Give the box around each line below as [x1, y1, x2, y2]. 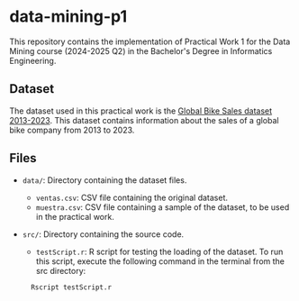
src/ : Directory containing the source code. [22, 228, 185, 240]
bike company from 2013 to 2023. [9, 124, 135, 135]
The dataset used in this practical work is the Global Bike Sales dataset [9, 105, 273, 116]
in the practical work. [35, 211, 114, 222]
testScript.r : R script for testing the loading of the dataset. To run [35, 246, 284, 257]
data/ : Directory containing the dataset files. [22, 174, 187, 186]
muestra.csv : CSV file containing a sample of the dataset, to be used [35, 201, 290, 213]
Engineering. [9, 55, 57, 66]
